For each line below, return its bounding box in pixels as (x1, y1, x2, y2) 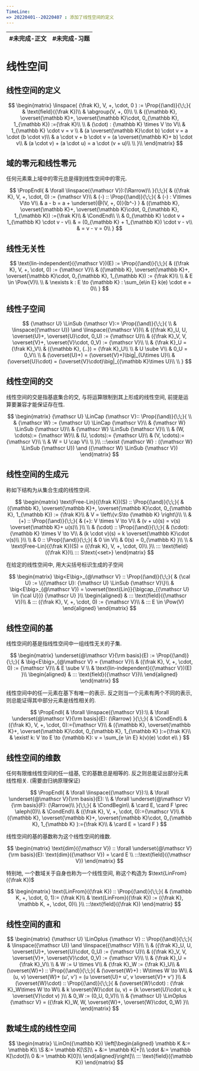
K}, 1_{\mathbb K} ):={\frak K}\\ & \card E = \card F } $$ (32, 821, 167, 828)
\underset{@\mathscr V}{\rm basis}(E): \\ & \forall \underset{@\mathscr (8, 795, 184, 803)
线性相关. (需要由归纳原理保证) (6, 777, 81, 784)
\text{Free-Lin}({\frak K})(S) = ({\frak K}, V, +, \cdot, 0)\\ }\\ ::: (11, 542, 161, 549)
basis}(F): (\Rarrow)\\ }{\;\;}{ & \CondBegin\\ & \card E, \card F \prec (23, 802, 188, 809)
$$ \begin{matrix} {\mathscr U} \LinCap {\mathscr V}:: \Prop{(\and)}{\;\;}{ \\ (7, 413, 192, 420)
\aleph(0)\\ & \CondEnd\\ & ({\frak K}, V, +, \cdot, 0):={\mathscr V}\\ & (14, 808, 185, 815)
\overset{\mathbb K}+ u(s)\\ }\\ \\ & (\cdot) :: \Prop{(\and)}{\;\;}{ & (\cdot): (9, 523, 190, 530)
